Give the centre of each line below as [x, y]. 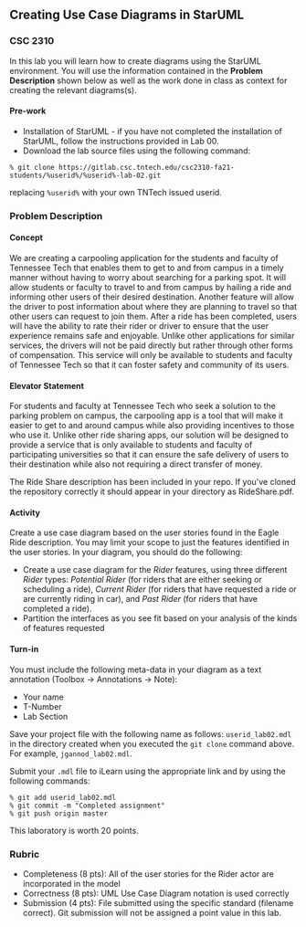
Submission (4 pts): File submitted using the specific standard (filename [158, 902]
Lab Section [45, 716]
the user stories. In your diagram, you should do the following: [126, 553]
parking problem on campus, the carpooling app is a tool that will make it [147, 416]
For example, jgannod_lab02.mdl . [71, 753]
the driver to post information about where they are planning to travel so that [153, 307]
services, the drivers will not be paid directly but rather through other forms [152, 345]
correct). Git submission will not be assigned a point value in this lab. [152, 912]
